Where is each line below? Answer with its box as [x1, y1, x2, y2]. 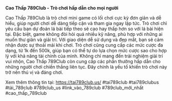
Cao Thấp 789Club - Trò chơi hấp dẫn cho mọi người [5, 5, 119, 11]
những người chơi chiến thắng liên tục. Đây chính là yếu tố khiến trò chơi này [5, 64, 167, 70]
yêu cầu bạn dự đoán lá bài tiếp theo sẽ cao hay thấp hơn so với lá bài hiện [5, 26, 164, 32]
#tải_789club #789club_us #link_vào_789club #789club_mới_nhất [5, 85, 144, 91]
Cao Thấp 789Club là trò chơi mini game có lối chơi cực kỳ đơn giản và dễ [5, 15, 162, 21]
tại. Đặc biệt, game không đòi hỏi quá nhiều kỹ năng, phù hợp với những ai [5, 31, 163, 37]
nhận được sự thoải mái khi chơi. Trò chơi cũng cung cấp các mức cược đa [5, 42, 163, 48]
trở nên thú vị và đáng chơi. [5, 69, 63, 75]
